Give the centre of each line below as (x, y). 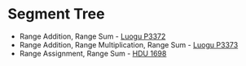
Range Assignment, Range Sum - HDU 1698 (93, 53)
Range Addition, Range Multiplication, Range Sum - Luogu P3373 (129, 44)
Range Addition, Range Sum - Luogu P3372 (92, 36)
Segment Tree (56, 14)
